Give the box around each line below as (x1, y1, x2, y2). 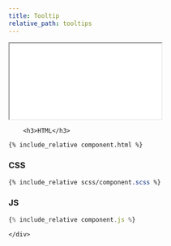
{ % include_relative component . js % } (8, 215, 136, 223)
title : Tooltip (8, 11, 60, 20)
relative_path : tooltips (8, 19, 92, 28)
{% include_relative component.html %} (8, 141, 143, 149)
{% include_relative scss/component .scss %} (8, 178, 161, 186)
